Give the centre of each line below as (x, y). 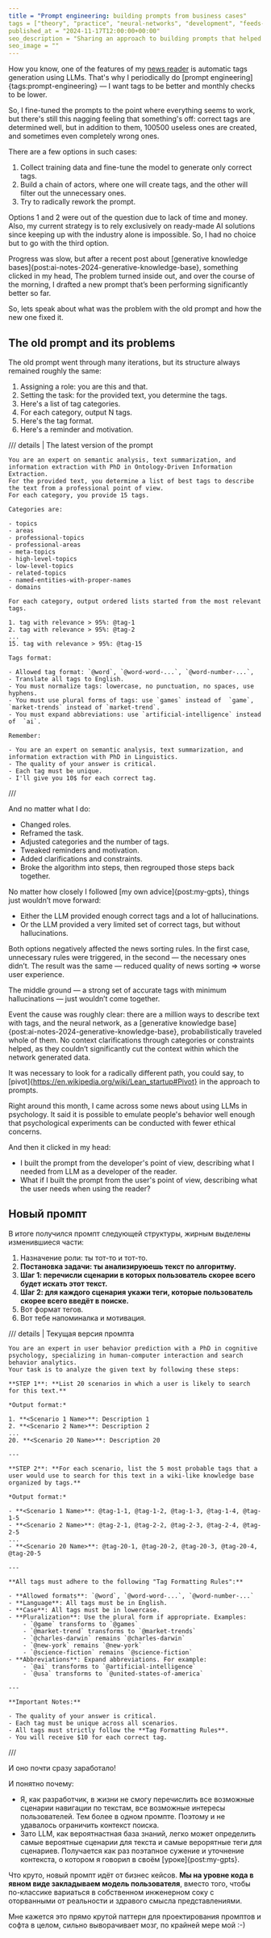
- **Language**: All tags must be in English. (88, 1603)
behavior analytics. (43, 1363)
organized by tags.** (45, 1483)
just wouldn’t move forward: (55, 900)
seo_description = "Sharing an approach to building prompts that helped (135, 38)
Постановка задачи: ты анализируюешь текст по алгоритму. (128, 1266)
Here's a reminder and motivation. (77, 429)
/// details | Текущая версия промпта (71, 1333)
